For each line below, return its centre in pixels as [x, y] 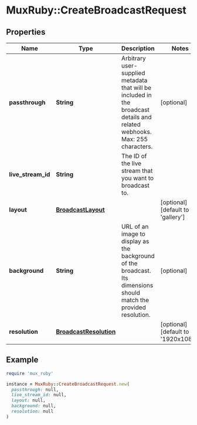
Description [138, 48]
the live [131, 163]
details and [136, 117]
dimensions [137, 285]
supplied [133, 73]
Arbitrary [134, 58]
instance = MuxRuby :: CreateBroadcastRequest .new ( [68, 384]
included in [136, 95]
